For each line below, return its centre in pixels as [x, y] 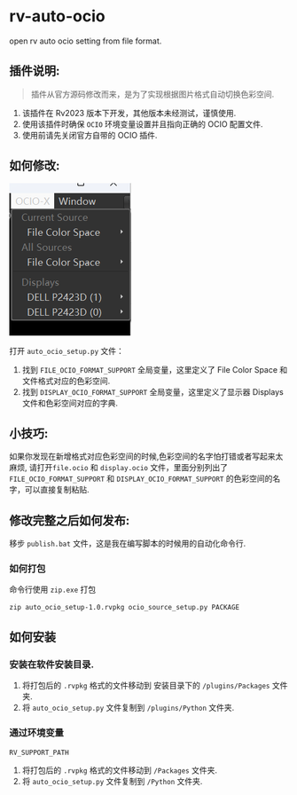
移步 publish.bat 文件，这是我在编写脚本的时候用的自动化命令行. [128, 544]
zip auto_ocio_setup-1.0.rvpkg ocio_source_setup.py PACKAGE [125, 608]
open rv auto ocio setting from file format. [86, 41]
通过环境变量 [37, 733]
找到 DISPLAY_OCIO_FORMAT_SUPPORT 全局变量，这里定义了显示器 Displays [152, 391]
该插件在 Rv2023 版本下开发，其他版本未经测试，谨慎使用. [129, 113]
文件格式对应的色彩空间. [66, 381]
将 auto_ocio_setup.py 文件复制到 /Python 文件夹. [112, 782]
